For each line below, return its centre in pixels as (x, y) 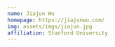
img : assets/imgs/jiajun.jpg (50, 26)
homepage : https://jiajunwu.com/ (56, 20)
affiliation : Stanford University (58, 33)
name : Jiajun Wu (31, 13)
